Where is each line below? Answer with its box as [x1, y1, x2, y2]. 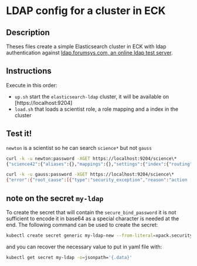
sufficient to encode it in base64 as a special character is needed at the [6, 215, 179, 222]
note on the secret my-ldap [6, 193, 104, 203]
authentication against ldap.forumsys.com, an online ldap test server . [6, 49, 173, 56]
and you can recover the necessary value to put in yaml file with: [6, 243, 162, 250]
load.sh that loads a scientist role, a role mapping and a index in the [14, 105, 179, 112]
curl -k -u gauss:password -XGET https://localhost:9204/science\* [6, 172, 175, 178]
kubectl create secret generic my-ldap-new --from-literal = [6, 233, 157, 238]
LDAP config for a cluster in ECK [6, 4, 166, 18]
